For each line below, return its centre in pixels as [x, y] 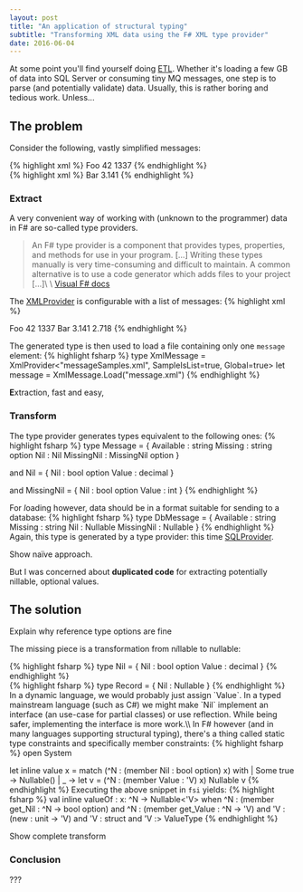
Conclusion [35, 859]
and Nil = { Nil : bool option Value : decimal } [92, 473]
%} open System [41, 753]
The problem [46, 126]
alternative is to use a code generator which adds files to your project [161, 274]
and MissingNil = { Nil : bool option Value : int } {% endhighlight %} [134, 490]
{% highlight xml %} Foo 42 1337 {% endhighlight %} [109, 166]
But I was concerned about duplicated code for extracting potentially [139, 571]
